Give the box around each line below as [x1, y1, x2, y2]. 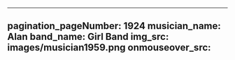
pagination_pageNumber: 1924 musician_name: [7, 20, 222, 32]
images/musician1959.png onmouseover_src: [7, 42, 211, 54]
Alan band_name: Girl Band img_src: [7, 31, 169, 43]
